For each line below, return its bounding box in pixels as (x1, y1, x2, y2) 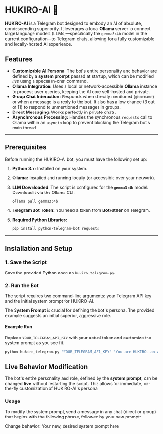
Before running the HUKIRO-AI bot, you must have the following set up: (5, 156, 147, 162)
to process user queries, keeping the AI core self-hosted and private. (12, 88, 150, 94)
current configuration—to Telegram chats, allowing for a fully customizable (5, 36, 155, 42)
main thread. (12, 125, 38, 130)
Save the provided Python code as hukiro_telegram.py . (5, 270, 115, 275)
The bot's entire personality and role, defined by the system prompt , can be (5, 375, 158, 381)
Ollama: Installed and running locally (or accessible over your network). (12, 175, 156, 181)
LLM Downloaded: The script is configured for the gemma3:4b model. (12, 184, 149, 190)
